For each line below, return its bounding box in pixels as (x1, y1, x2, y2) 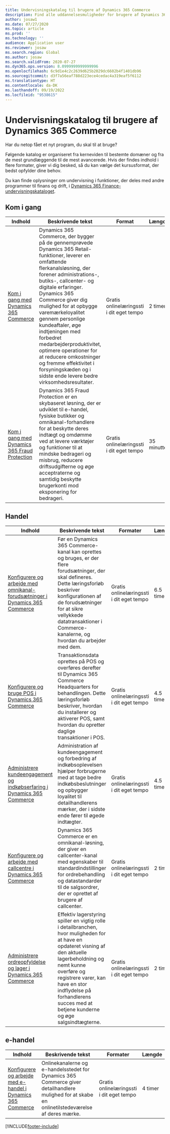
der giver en (57, 845, 87, 853)
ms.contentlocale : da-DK (5, 83, 58, 88)
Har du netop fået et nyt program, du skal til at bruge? (5, 141, 117, 148)
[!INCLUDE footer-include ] (5, 1123, 59, 1129)
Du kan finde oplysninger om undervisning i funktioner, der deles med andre (5, 178, 164, 184)
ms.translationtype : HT (5, 78, 56, 83)
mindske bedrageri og (38, 450, 92, 457)
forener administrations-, (38, 271, 100, 278)
